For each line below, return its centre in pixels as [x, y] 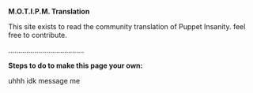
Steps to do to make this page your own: [76, 65]
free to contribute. [38, 35]
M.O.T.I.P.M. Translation [49, 11]
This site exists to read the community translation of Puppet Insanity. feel [127, 26]
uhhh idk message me [44, 81]
